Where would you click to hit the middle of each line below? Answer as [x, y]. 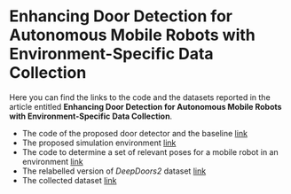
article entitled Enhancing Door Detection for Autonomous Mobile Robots [145, 106]
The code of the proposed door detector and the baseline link [135, 133]
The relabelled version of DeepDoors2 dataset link [114, 171]
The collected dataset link [69, 180]
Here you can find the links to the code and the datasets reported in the [140, 97]
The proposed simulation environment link [99, 143]
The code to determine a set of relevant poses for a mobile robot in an [150, 151]
